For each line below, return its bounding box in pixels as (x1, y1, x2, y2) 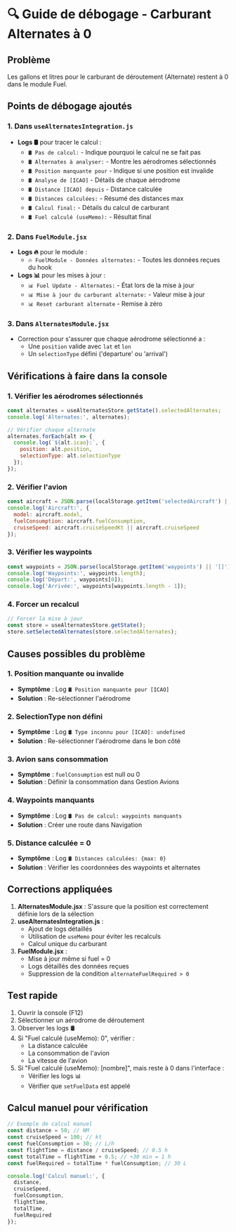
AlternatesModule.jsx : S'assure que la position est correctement (17, 902, 209, 910)
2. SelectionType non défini (7, 712, 103, 721)
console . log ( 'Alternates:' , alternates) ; (7, 413, 131, 421)
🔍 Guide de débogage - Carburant (7, 6, 212, 22)
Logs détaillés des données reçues (27, 962, 129, 970)
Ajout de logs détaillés (27, 924, 93, 933)
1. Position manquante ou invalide (7, 669, 124, 679)
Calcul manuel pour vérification (7, 1102, 149, 1114)
